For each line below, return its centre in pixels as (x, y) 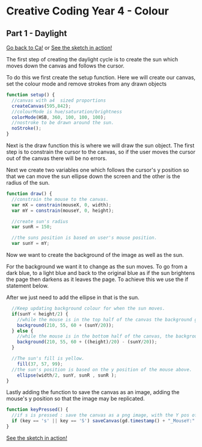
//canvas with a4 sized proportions (59, 100)
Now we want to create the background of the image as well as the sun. (95, 255)
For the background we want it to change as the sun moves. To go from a (97, 267)
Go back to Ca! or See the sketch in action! (59, 48)
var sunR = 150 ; (32, 227)
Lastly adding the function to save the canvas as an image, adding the (93, 392)
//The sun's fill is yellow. (48, 359)
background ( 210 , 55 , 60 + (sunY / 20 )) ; (66, 325)
